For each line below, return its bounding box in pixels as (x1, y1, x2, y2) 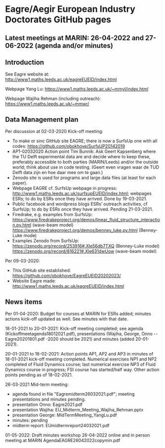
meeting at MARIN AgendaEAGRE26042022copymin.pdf (5, 438, 121, 444)
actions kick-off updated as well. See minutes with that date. (5, 316, 128, 322)
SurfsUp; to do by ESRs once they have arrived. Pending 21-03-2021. (12, 206, 153, 212)
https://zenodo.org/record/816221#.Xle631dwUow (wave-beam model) (12, 248, 157, 254)
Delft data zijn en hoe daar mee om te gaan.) (12, 170, 103, 176)
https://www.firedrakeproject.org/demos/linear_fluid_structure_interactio (12, 217, 161, 223)
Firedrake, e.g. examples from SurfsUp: (12, 212, 93, 218)
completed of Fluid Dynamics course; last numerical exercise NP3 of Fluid (5, 361, 156, 367)
